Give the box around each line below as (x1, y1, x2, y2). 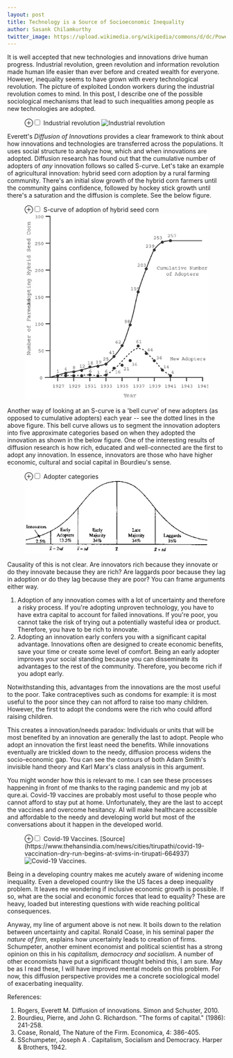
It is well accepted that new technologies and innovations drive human (7, 53, 208, 62)
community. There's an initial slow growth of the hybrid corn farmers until (7, 177, 217, 185)
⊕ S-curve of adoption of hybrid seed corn (24, 205, 159, 214)
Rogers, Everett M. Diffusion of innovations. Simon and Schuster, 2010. (17, 1006, 220, 1014)
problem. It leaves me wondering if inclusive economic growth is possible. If (7, 885, 224, 893)
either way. (7, 582, 40, 591)
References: (7, 992, 42, 1001)
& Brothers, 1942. (17, 1043, 67, 1051)
